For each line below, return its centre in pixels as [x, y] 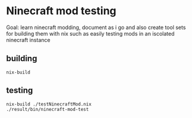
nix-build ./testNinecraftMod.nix [49, 104]
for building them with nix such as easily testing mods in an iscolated [90, 33]
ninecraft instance [28, 40]
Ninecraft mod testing [62, 11]
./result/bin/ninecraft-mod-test [48, 109]
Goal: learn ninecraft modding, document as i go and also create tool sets [96, 27]
